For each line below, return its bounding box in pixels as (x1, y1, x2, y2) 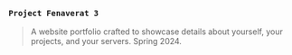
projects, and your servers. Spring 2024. (30, 36, 183, 47)
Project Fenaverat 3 (8, 8, 99, 18)
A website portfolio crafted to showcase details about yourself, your (30, 26, 284, 37)
